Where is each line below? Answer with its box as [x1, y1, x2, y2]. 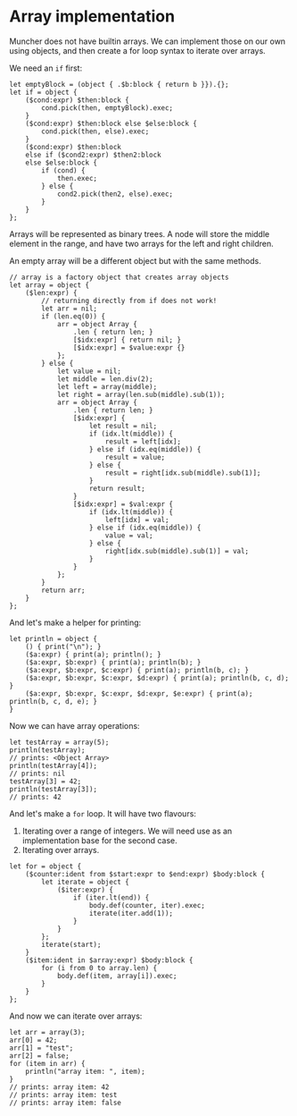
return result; [88, 484, 145, 493]
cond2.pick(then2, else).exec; [56, 190, 174, 199]
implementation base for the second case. [21, 834, 178, 846]
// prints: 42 [9, 792, 62, 801]
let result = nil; [88, 421, 158, 430]
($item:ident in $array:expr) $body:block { [25, 955, 194, 965]
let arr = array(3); [9, 1027, 87, 1036]
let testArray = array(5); [9, 738, 110, 747]
